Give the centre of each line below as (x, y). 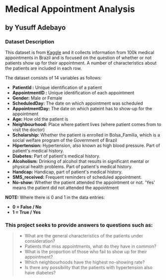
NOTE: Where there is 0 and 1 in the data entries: (55, 197)
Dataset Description (30, 42)
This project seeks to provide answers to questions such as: (79, 225)
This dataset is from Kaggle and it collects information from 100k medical (80, 52)
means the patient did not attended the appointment (65, 188)
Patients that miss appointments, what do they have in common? (90, 246)
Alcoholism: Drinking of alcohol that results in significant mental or (81, 161)
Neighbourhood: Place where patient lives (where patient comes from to (87, 124)
